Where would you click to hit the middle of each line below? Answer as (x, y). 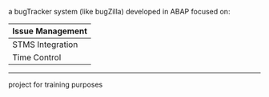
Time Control (37, 57)
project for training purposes (56, 84)
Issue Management (50, 31)
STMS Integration (45, 45)
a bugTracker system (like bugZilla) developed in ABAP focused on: (119, 12)
